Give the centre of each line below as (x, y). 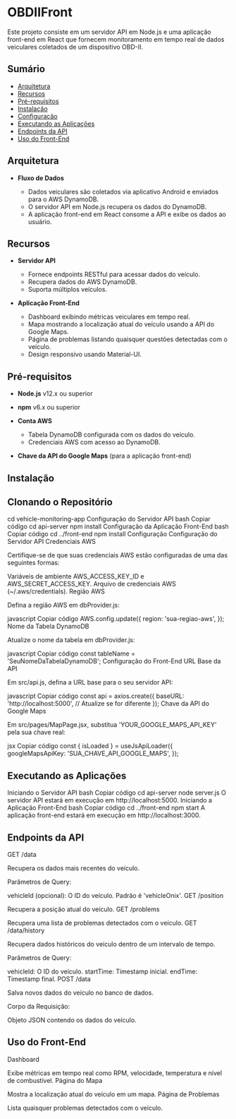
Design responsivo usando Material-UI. (85, 355)
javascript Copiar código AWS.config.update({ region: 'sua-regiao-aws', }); (116, 619)
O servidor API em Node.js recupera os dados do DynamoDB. (117, 206)
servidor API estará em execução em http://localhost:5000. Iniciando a (110, 800)
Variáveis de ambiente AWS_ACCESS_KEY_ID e (76, 576)
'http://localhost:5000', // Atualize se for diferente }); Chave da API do (108, 704)
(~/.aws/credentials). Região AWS (56, 591)
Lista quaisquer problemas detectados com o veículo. (85, 1108)
